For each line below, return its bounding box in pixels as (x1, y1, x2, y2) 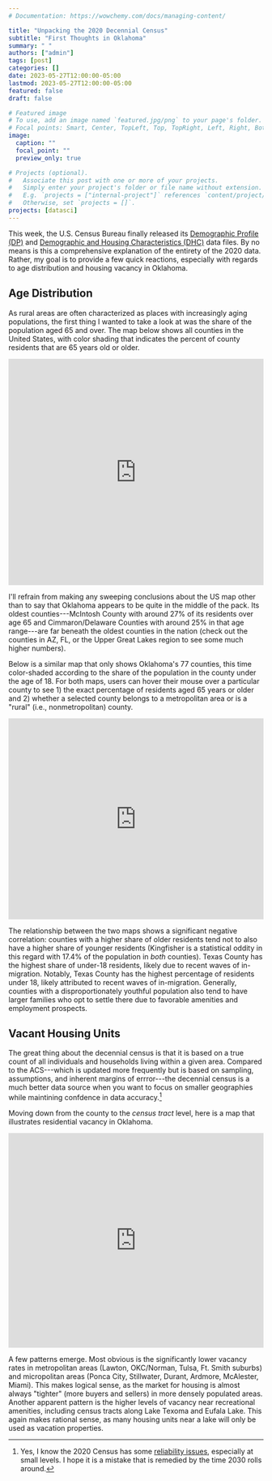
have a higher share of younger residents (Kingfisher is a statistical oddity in (8, 943, 263, 953)
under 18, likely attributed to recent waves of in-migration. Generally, (8, 977, 237, 987)
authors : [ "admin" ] (8, 49, 74, 58)
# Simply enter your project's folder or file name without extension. (8, 184, 263, 192)
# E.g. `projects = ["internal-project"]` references (8, 191, 201, 199)
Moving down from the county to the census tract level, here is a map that (8, 1108, 255, 1118)
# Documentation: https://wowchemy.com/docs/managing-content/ (8, 11, 227, 20)
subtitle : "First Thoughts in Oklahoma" (8, 34, 147, 42)
